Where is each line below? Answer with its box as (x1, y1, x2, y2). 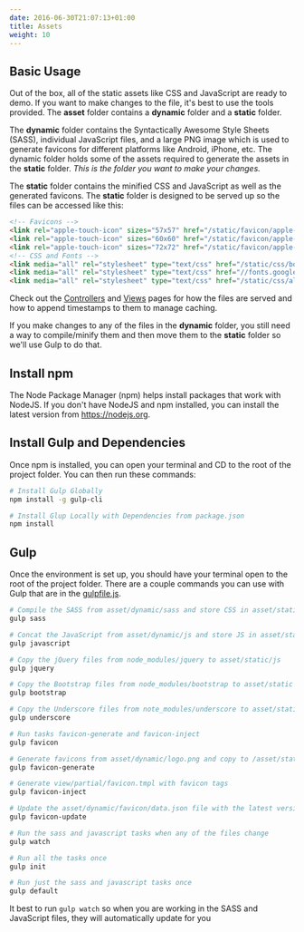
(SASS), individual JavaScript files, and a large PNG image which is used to (9, 134, 290, 145)
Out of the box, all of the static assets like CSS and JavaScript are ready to (9, 88, 288, 99)
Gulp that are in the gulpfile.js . (9, 588, 122, 599)
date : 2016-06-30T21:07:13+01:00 (9, 13, 136, 23)
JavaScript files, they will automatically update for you (9, 913, 211, 924)
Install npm (9, 365, 74, 381)
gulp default (9, 887, 59, 896)
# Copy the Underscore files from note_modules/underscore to (9, 704, 249, 714)
